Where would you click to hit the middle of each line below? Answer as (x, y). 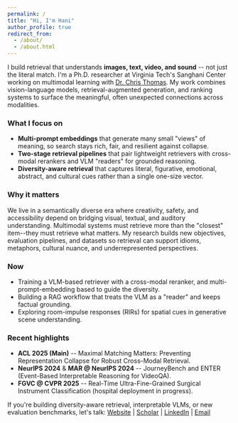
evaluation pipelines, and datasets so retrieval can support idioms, (104, 240)
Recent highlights (38, 338)
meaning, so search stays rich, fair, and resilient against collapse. (113, 146)
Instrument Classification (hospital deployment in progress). (105, 391)
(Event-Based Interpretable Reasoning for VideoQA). (94, 376)
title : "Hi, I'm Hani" (41, 21)
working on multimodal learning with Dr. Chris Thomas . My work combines (117, 82)
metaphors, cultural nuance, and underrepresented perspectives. (103, 248)
